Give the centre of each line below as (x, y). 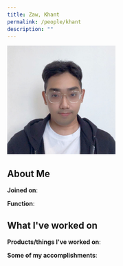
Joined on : (23, 190)
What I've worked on (53, 225)
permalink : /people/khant (44, 22)
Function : (21, 204)
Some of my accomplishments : (52, 255)
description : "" (30, 29)
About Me (29, 173)
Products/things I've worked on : (54, 242)
